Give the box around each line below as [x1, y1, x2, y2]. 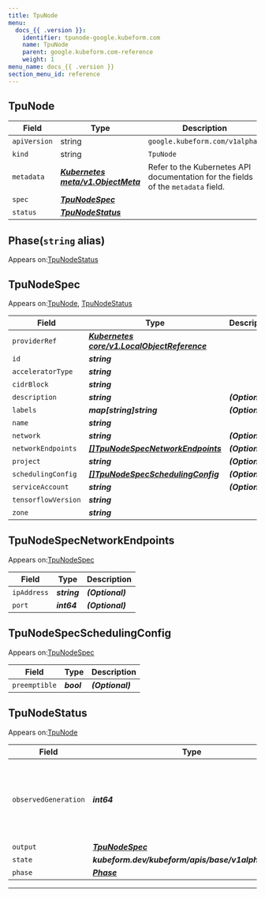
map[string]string [88, 405, 158, 416]
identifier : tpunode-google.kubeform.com [22, 33, 160, 42]
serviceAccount [12, 483, 69, 491]
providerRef [12, 337, 58, 346]
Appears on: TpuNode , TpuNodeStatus [8, 299, 132, 308]
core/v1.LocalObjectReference [88, 341, 207, 352]
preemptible [12, 680, 58, 690]
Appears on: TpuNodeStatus [8, 255, 99, 264]
